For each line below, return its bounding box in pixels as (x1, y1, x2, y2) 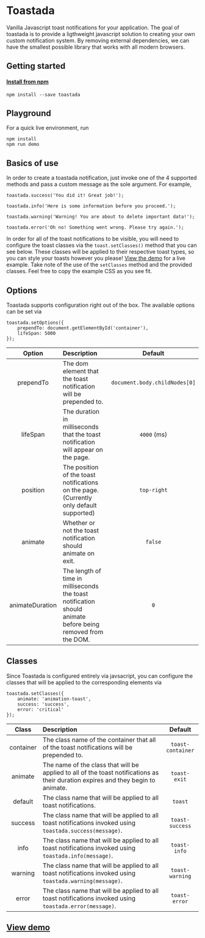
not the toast (62, 526, 99, 534)
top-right (139, 486, 168, 493)
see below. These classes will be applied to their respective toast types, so (6, 248, 195, 256)
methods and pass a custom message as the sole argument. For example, (6, 181, 192, 188)
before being (62, 620, 99, 628)
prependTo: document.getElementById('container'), (17, 324, 149, 331)
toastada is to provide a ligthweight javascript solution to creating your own (6, 30, 195, 37)
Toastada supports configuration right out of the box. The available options (6, 301, 195, 309)
